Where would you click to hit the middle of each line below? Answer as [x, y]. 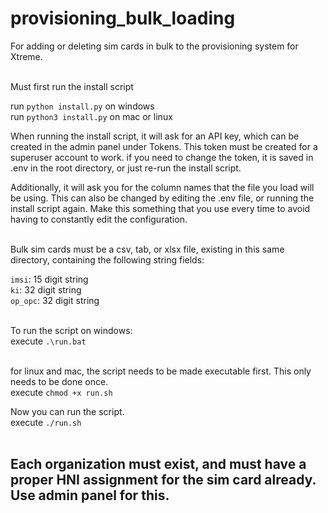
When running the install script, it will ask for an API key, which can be [155, 136]
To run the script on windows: [71, 330]
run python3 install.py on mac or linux [91, 116]
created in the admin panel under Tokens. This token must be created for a [164, 146]
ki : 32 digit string [46, 289]
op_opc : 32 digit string [55, 300]
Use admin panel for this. [90, 495]
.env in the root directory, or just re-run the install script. [126, 168]
